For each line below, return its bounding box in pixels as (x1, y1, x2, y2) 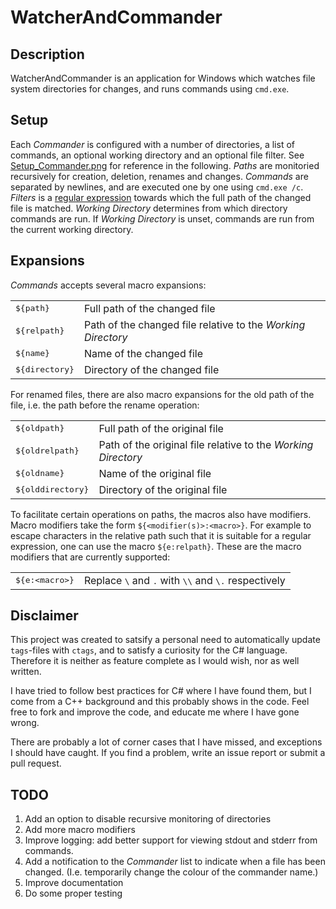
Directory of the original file (98, 482, 228, 496)
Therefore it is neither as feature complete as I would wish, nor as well (10, 655, 300, 667)
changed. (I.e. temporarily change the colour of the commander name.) (24, 866, 319, 878)
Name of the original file (98, 466, 212, 480)
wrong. (10, 717, 40, 729)
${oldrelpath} (15, 446, 80, 456)
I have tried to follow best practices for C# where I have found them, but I (10, 685, 312, 697)
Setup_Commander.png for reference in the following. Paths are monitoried (10, 159, 320, 171)
